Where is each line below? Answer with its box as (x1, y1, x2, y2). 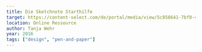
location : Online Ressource (6, 20, 77, 26)
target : (6, 14, 26, 20)
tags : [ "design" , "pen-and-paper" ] (6, 36, 96, 42)
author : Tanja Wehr (6, 25, 55, 32)
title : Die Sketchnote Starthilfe (6, 8, 93, 15)
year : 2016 (6, 31, 34, 37)
